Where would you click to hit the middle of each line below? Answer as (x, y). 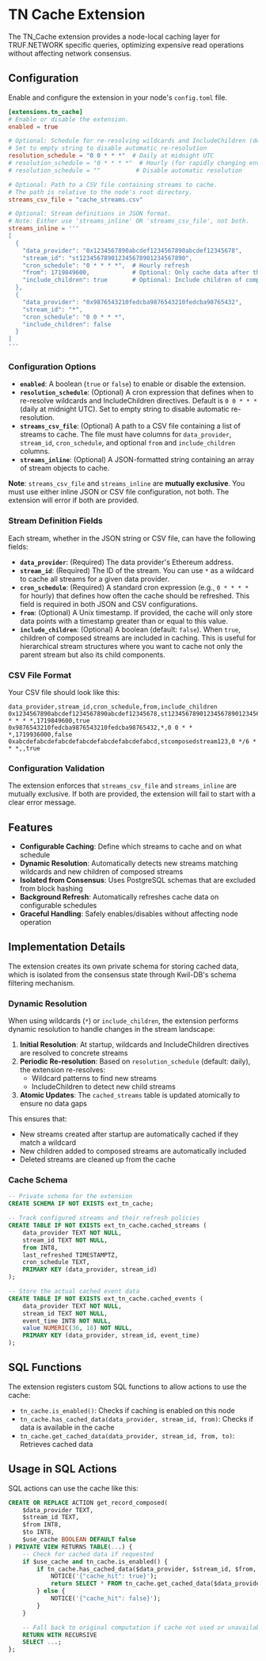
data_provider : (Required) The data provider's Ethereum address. (126, 562)
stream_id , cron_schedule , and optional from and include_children (127, 443)
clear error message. (42, 803)
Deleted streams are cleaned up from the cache (97, 1159)
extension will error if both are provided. (74, 500)
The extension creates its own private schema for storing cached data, (123, 966)
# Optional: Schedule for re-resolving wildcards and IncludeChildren (127, 141)
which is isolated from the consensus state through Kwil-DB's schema (122, 974)
